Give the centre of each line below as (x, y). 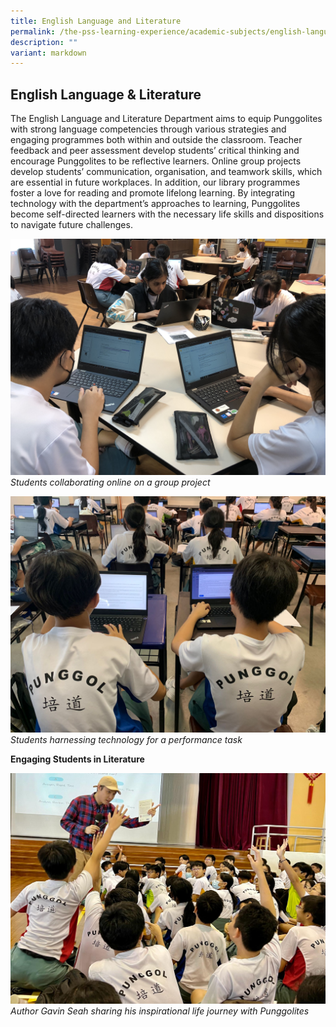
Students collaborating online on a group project (110, 482)
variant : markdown (48, 53)
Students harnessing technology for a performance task (126, 740)
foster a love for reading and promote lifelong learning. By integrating (153, 193)
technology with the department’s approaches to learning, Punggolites (155, 204)
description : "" (44, 42)
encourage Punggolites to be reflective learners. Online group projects (156, 161)
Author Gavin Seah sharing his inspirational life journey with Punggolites (160, 1011)
